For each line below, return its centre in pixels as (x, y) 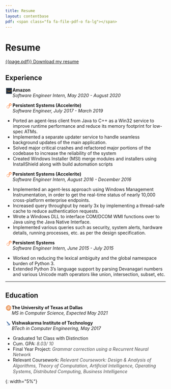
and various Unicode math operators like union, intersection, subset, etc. (89, 274)
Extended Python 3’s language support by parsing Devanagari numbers (88, 269)
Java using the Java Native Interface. (52, 222)
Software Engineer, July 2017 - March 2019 (58, 111)
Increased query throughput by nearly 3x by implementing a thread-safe (89, 206)
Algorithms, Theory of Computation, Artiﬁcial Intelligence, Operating (84, 365)
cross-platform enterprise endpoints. (51, 200)
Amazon (22, 90)
